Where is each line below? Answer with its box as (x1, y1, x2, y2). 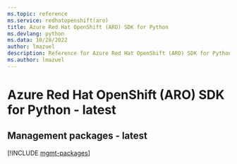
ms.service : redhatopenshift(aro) (7, 17, 109, 24)
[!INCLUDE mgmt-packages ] (7, 148, 90, 157)
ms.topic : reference (7, 10, 68, 18)
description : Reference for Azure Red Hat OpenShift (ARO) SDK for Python (7, 50, 232, 57)
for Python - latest (7, 102, 116, 117)
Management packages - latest (7, 130, 148, 142)
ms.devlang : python (7, 30, 65, 37)
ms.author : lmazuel (7, 57, 65, 64)
